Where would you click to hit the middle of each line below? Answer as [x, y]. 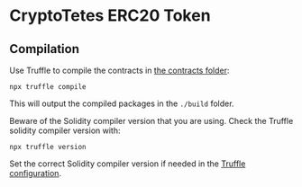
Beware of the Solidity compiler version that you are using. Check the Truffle [151, 121]
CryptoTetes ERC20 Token [110, 16]
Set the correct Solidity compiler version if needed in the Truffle [128, 164]
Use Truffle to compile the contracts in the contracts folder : [119, 70]
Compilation [44, 49]
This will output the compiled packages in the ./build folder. [122, 103]
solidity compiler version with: [65, 130]
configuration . [35, 173]
